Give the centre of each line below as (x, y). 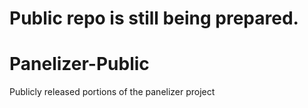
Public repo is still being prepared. (154, 18)
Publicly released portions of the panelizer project (112, 92)
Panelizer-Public (79, 64)
